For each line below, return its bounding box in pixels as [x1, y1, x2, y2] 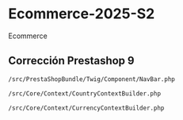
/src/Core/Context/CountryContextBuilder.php [8, 89, 161, 98]
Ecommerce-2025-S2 [8, 5, 155, 23]
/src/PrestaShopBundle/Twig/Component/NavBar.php [8, 75, 176, 83]
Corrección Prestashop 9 [8, 54, 135, 68]
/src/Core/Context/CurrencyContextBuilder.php [8, 104, 165, 112]
